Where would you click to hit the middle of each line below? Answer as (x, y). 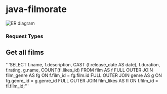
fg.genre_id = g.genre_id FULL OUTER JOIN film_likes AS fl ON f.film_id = (82, 80)
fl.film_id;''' (17, 86)
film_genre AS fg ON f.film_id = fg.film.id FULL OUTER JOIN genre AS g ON (84, 75)
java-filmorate (36, 9)
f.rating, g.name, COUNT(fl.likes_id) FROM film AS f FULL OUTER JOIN (79, 70)
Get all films (25, 53)
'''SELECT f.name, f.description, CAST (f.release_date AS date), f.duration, (83, 64)
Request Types (25, 36)
